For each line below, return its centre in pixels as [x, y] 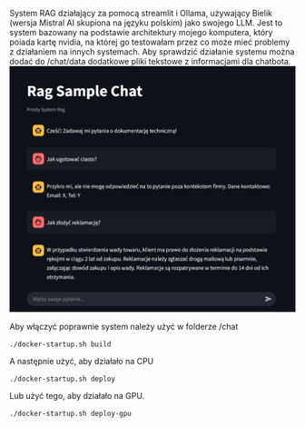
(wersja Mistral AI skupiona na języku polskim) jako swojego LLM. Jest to [146, 23]
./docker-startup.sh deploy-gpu [70, 413]
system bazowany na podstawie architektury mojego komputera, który [141, 32]
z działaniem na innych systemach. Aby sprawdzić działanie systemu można [152, 52]
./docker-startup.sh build [60, 344]
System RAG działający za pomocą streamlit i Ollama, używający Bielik [141, 13]
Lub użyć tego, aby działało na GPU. [77, 395]
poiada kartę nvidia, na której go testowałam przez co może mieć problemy [150, 42]
